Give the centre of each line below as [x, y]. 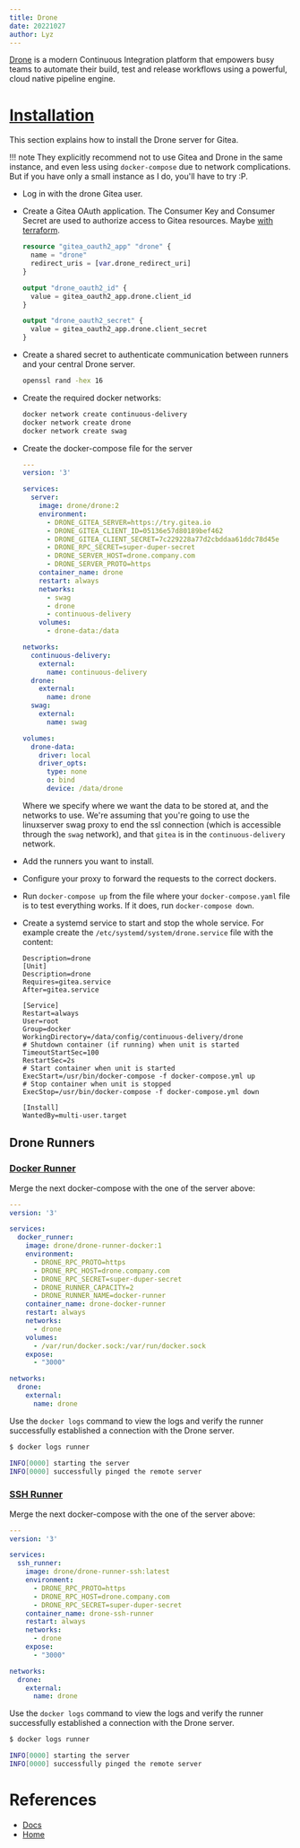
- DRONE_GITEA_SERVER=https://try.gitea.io [129, 522]
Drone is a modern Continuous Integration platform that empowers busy [142, 60]
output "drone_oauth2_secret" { [82, 321]
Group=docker [47, 1029]
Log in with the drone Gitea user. [82, 194]
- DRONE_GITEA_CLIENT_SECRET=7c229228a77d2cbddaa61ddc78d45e [163, 539]
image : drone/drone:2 [79, 506]
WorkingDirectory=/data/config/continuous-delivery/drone [133, 1037]
